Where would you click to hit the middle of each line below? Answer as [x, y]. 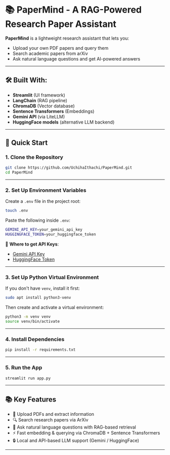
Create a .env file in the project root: [43, 201]
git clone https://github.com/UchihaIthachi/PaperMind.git [69, 168]
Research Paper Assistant [61, 24]
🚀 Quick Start [27, 143]
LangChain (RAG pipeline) [40, 100]
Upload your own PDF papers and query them [60, 48]
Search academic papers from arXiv [50, 53]
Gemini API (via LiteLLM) [39, 116]
